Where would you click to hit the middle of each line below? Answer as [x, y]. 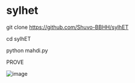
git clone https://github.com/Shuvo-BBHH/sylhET [67, 27]
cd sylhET [19, 38]
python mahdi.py [27, 50]
